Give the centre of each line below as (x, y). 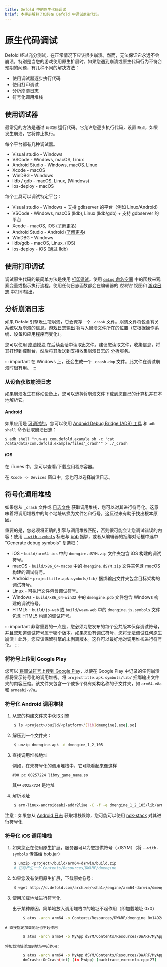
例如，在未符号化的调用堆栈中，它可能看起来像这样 (65, 766)
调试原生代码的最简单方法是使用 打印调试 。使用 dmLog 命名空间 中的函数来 (81, 279)
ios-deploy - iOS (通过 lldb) (40, 249)
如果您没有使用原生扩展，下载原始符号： (54, 878)
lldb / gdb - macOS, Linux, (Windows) (51, 181)
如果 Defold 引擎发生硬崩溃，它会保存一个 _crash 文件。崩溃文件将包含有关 (82, 322)
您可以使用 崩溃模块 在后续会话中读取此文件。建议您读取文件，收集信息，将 (83, 344)
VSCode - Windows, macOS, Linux (48, 160)
